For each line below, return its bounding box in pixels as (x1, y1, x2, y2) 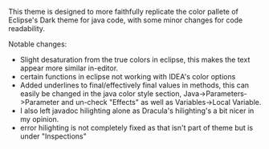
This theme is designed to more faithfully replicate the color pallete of (8, 7, 239, 16)
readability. (8, 24, 46, 33)
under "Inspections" (19, 131, 87, 141)
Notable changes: (8, 39, 67, 49)
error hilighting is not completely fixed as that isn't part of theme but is (19, 123, 254, 132)
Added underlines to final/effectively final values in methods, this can (19, 80, 250, 90)
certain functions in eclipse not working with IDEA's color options (19, 72, 236, 81)
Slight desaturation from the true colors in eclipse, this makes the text (19, 55, 251, 64)
